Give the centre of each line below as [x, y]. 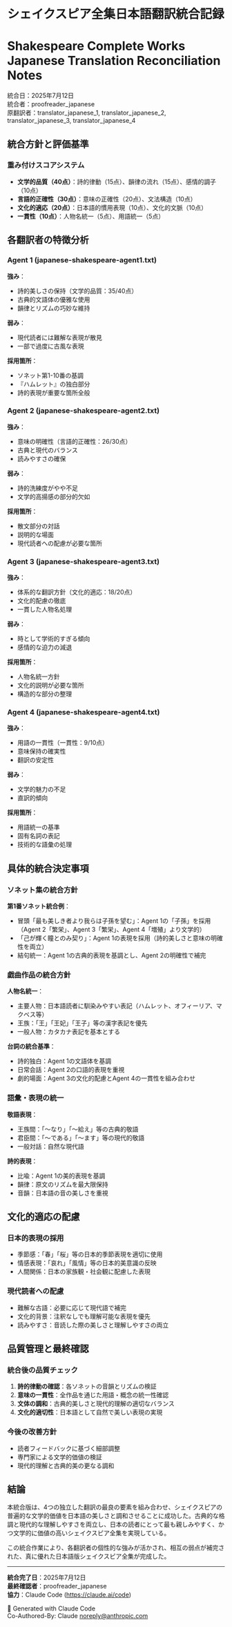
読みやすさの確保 [41, 458]
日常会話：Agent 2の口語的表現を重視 [71, 1070]
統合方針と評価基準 [48, 144]
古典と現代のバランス [47, 450]
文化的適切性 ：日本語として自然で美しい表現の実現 [90, 1412]
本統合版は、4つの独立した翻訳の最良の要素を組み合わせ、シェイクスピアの [115, 1507]
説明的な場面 [35, 534]
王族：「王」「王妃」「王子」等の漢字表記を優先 [82, 1023]
